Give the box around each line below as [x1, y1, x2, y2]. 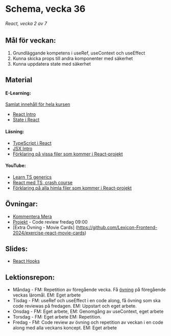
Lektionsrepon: [5, 273, 55, 282]
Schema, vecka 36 [5, 3, 86, 15]
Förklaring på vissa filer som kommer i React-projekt [12, 151, 124, 157]
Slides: [5, 245, 28, 253]
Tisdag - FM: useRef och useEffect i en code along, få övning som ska [12, 298, 161, 304]
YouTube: [5, 163, 27, 169]
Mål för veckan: [5, 36, 56, 45]
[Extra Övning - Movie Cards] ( [12, 224, 78, 230]
